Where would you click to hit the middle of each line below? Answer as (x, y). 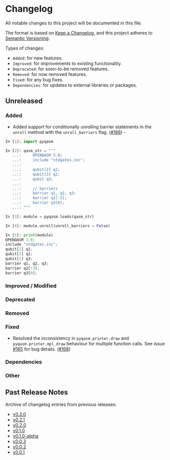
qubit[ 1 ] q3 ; (19, 259)
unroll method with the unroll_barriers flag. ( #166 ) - (69, 132)
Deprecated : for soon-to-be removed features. (61, 69)
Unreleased (24, 101)
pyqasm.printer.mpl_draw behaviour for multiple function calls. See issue (89, 343)
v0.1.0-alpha (25, 436)
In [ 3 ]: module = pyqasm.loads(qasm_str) (50, 217)
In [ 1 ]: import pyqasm (29, 141)
